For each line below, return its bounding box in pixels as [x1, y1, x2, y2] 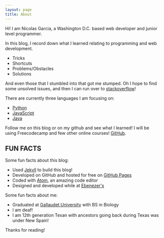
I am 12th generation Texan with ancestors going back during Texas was [12, 212, 159, 218]
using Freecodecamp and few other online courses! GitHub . [5, 130, 127, 136]
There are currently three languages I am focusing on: [5, 95, 115, 101]
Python [12, 105, 27, 111]
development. [5, 45, 33, 51]
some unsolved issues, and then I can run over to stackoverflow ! [5, 85, 136, 91]
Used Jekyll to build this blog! [12, 167, 73, 173]
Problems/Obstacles [12, 65, 54, 72]
